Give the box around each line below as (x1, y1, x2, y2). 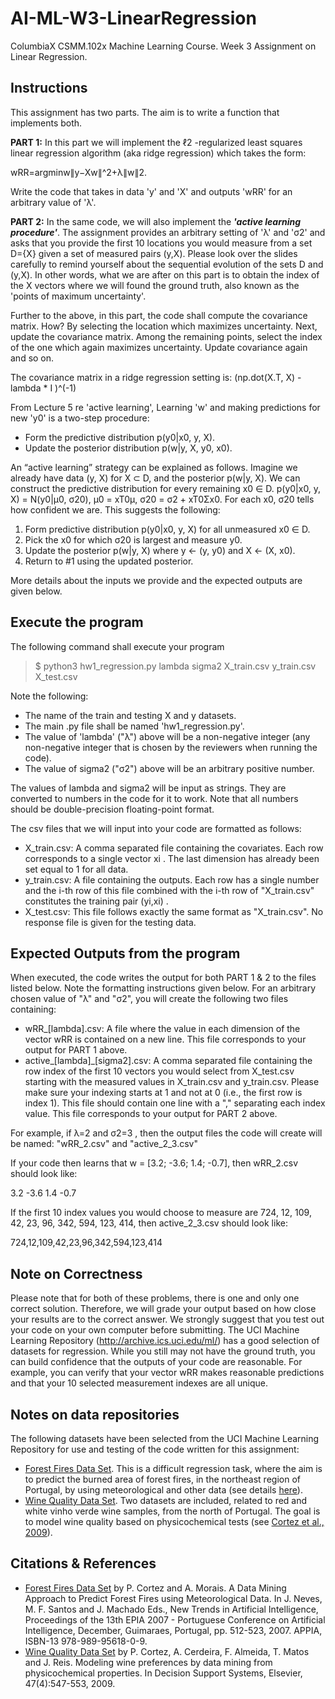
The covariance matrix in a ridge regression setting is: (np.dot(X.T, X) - (10, 371, 302, 383)
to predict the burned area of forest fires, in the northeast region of (24, 1473, 301, 1485)
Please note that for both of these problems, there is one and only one (10, 1292, 300, 1304)
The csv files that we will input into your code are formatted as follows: (10, 822, 302, 834)
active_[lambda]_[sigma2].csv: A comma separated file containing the (24, 1055, 313, 1067)
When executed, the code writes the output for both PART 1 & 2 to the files (10, 972, 317, 984)
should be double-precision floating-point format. (10, 803, 215, 815)
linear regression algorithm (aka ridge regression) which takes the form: (10, 147, 307, 159)
